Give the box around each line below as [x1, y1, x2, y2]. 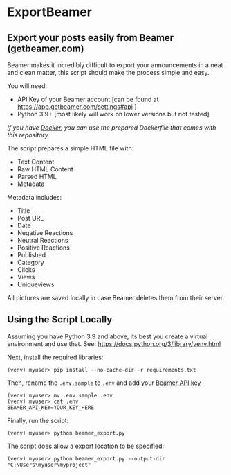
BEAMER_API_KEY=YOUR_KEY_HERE [7, 404, 95, 411]
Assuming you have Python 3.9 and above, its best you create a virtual [7, 332, 208, 340]
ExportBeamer [7, 4, 92, 20]
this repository [7, 131, 48, 139]
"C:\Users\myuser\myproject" [7, 461, 91, 468]
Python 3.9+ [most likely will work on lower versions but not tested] [17, 110, 210, 118]
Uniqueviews [17, 280, 55, 288]
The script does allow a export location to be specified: [7, 442, 165, 450]
